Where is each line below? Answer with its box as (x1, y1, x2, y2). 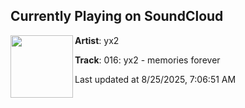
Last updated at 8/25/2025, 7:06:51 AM (74, 73, 237, 85)
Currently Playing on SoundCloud (10, 8, 224, 25)
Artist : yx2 (74, 34, 120, 46)
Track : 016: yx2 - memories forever (74, 54, 221, 66)
